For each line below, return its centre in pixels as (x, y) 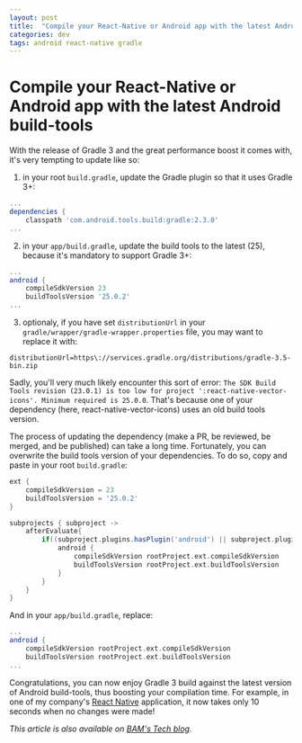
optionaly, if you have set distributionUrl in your (114, 322)
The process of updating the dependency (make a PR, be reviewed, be (140, 436)
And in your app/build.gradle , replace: (81, 615)
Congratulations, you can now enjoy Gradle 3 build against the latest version (151, 682)
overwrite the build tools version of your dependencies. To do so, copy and (148, 456)
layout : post (34, 18)
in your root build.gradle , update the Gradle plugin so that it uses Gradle (157, 177)
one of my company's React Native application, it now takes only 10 (134, 702)
